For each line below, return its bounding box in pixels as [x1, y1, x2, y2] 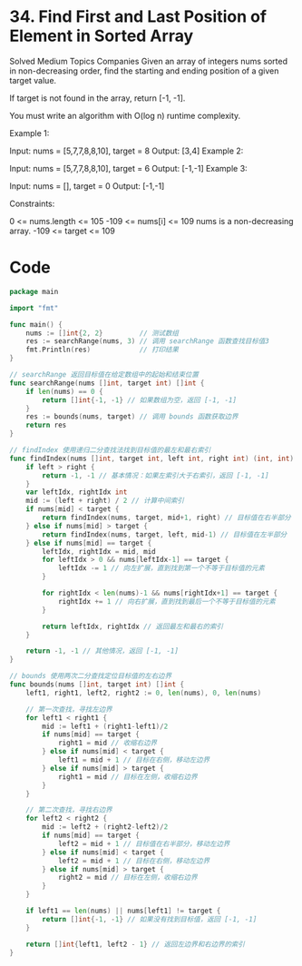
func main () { [9, 320, 63, 329]
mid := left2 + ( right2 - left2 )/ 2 [42, 823, 169, 832]
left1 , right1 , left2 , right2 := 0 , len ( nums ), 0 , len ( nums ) [25, 688, 262, 697]
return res [25, 420, 67, 430]
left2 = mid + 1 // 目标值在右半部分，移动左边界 [57, 839, 230, 848]
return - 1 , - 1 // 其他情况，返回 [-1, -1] [25, 646, 180, 655]
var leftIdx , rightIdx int [25, 488, 128, 497]
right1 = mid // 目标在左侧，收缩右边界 [57, 772, 198, 782]
